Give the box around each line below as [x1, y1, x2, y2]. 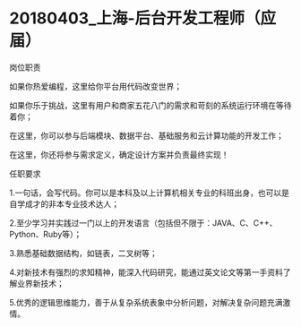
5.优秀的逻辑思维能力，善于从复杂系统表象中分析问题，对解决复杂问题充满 [9, 297, 283, 307]
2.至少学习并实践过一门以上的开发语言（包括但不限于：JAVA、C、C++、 [9, 217, 278, 228]
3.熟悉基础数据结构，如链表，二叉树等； [9, 247, 159, 258]
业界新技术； [16, 278, 64, 288]
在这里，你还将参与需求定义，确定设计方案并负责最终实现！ [9, 149, 229, 159]
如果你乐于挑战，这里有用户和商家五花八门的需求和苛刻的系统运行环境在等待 [9, 99, 292, 110]
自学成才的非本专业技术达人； [9, 198, 119, 209]
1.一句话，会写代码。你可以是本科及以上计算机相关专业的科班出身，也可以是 [9, 187, 289, 198]
